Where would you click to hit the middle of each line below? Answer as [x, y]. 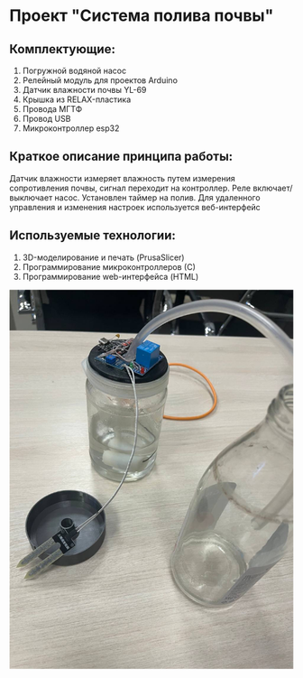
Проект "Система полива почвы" [142, 16]
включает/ [272, 188]
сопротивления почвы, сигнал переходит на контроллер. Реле [130, 188]
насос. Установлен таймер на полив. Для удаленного [157, 197]
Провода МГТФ [52, 109]
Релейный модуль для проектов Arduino [100, 80]
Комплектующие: [62, 49]
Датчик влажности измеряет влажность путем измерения [123, 178]
